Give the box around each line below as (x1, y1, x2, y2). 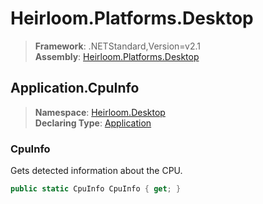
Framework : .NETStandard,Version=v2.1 (34, 40, 201, 52)
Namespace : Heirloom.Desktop (34, 106, 166, 118)
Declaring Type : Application (34, 117, 152, 129)
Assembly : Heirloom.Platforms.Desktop (34, 50, 200, 62)
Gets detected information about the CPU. (10, 165, 183, 177)
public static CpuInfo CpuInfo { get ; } (10, 184, 182, 194)
